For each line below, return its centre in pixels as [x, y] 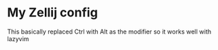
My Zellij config [52, 13]
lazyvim [18, 38]
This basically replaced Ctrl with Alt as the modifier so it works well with [109, 32]
